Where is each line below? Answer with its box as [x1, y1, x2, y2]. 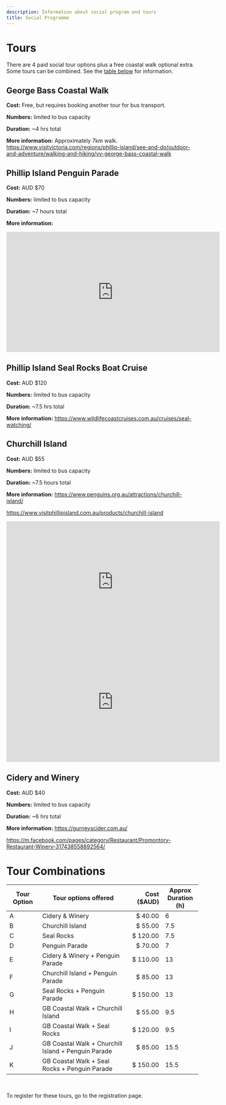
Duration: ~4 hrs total [6, 125, 62, 133]
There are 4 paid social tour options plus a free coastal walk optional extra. [6, 61, 194, 68]
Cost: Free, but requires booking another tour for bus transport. [6, 101, 166, 109]
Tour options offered [52, 894, 114, 902]
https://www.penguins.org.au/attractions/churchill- [54, 490, 182, 498]
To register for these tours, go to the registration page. [6, 1092, 143, 1099]
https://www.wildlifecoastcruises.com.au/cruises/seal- [54, 414, 192, 422]
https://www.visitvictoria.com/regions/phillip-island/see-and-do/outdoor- [6, 144, 191, 151]
